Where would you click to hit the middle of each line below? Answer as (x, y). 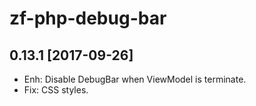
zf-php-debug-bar (88, 18)
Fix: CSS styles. (56, 90)
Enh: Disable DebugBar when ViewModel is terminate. (135, 79)
